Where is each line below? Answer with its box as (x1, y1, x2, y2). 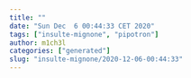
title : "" (9, 13, 47, 22)
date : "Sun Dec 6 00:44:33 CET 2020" (9, 22, 155, 30)
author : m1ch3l (9, 38, 67, 48)
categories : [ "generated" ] (9, 47, 111, 56)
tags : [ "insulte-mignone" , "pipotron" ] (9, 30, 159, 39)
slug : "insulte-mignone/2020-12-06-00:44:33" (9, 55, 183, 64)
